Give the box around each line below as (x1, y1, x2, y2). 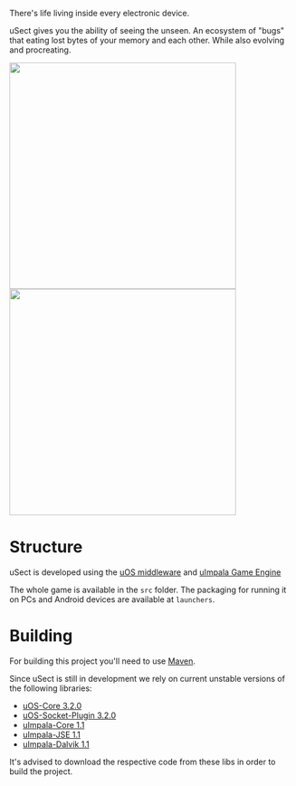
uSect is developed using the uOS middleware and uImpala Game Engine (9, 566, 282, 578)
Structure (9, 537, 83, 558)
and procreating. (9, 44, 72, 55)
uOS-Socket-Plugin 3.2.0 (22, 710, 117, 721)
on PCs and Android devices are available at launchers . (9, 593, 215, 605)
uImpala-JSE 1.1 (22, 729, 81, 740)
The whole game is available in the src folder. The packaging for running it (9, 584, 287, 595)
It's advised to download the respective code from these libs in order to (9, 756, 276, 767)
